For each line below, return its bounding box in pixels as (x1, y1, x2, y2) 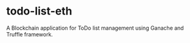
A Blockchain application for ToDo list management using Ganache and (6, 24, 184, 31)
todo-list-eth (6, 4, 73, 18)
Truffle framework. (6, 30, 53, 38)
